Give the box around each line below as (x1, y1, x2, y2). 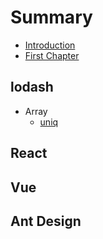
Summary (10, 6, 93, 29)
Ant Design (10, 212, 82, 230)
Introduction (24, 39, 76, 51)
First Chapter (24, 49, 80, 61)
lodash (10, 79, 54, 96)
